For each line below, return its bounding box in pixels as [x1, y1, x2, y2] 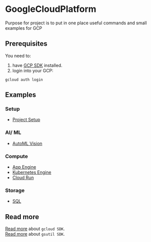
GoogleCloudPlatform [5, 3, 97, 15]
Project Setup [12, 117, 41, 122]
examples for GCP [5, 25, 43, 31]
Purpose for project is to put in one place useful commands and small [5, 20, 147, 26]
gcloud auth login [5, 77, 43, 82]
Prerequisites [5, 40, 48, 48]
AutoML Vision [12, 140, 43, 146]
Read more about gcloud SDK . [5, 226, 65, 232]
